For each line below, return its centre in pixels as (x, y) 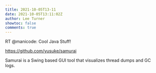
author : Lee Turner (25, 18)
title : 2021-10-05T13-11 (31, 9)
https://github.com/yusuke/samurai (41, 51)
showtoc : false (21, 23)
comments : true (21, 28)
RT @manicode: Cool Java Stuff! (38, 41)
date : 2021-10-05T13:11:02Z (34, 14)
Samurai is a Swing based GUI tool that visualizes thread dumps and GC (78, 60)
